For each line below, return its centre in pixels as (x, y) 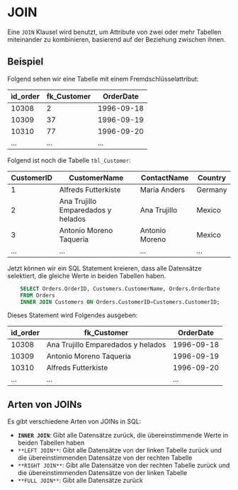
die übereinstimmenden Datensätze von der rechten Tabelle (105, 458)
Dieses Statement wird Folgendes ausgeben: (73, 315)
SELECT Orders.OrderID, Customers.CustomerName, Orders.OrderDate (120, 289)
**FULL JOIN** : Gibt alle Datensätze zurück (80, 480)
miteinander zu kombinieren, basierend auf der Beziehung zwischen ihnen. (117, 39)
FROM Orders (38, 295)
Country (212, 178)
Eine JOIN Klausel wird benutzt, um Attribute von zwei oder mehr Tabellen (114, 32)
